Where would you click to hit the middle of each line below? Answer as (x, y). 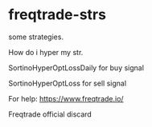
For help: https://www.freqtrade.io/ (66, 98)
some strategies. (36, 37)
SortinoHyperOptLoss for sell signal (68, 83)
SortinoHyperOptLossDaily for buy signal (76, 67)
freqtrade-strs (58, 15)
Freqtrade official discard (50, 114)
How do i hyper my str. (46, 52)
